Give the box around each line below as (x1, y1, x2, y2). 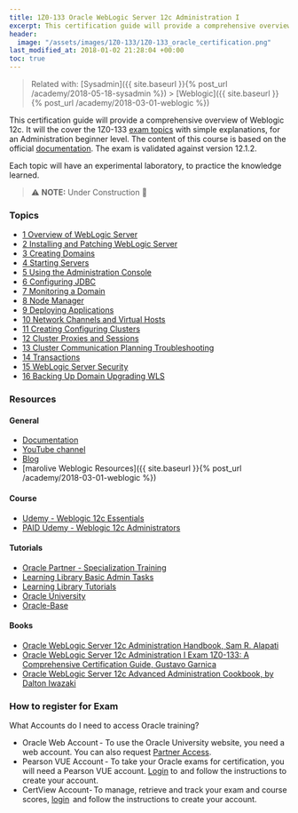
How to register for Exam (9, 699, 119, 712)
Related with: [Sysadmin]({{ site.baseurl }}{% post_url (30, 79, 228, 89)
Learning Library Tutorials (21, 581, 117, 592)
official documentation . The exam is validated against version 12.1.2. (9, 143, 257, 154)
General (9, 415, 40, 426)
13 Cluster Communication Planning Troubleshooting (21, 343, 215, 354)
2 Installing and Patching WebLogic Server (21, 239, 178, 250)
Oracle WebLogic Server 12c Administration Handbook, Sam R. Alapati (21, 641, 279, 651)
